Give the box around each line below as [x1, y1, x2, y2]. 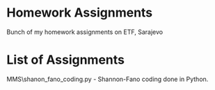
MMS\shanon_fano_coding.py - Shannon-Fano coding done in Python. [6, 75, 209, 83]
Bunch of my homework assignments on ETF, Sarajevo [6, 28, 164, 36]
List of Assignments [6, 52, 125, 68]
